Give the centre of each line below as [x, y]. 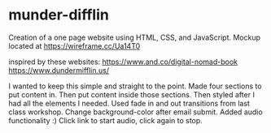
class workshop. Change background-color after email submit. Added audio [135, 112]
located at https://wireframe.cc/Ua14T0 [74, 45]
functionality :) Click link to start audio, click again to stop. [106, 120]
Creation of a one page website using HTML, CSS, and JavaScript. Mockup [135, 37]
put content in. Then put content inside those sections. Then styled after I [131, 94]
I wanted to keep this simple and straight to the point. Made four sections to [135, 86]
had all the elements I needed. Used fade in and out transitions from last [129, 103]
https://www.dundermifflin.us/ [59, 70]
